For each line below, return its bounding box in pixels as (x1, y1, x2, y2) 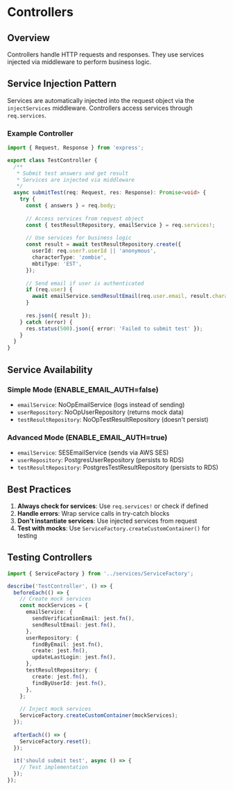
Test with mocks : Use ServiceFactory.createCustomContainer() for (17, 524, 210, 532)
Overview (7, 32, 51, 44)
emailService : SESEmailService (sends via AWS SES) (17, 448, 169, 457)
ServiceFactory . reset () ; (19, 738, 92, 745)
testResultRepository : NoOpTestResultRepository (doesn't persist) (17, 415, 209, 423)
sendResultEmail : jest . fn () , (32, 621, 116, 629)
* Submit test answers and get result (16, 170, 129, 177)
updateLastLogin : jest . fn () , (32, 654, 116, 661)
